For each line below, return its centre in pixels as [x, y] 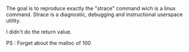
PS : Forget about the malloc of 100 [48, 43]
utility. [14, 21]
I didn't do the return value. [39, 32]
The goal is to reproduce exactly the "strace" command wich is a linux [91, 8]
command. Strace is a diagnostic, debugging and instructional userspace [95, 14]
